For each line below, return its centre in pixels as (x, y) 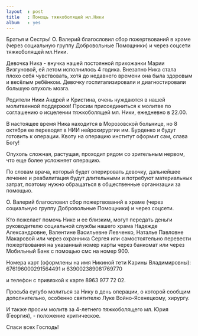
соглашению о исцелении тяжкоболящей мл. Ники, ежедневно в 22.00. (97, 112)
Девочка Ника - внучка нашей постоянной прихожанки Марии (85, 63)
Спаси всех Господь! (33, 327)
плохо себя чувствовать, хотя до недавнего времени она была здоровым (99, 76)
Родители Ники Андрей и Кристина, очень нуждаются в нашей (86, 100)
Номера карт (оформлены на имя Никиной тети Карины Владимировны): (98, 263)
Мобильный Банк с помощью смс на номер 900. (68, 251)
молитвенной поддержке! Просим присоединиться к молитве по (89, 106)
